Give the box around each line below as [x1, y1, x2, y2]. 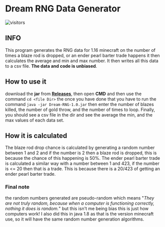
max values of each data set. [5, 117, 65, 123]
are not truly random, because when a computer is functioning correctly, [5, 200, 155, 206]
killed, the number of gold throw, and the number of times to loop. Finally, [5, 107, 156, 113]
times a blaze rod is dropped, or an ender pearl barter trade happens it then [5, 52, 160, 58]
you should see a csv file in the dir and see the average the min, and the [5, 112, 153, 117]
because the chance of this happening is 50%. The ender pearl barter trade [5, 155, 161, 161]
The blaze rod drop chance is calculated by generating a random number [5, 145, 155, 151]
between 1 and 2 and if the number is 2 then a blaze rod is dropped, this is [5, 150, 157, 156]
